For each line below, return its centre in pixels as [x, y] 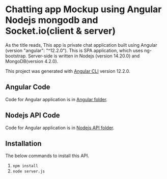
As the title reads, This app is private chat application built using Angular [81, 45]
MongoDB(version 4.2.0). [32, 61]
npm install [25, 166]
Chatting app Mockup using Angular [83, 9]
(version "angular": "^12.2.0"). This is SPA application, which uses [74, 50]
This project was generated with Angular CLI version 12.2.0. [68, 71]
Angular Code [28, 87]
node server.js [29, 171]
